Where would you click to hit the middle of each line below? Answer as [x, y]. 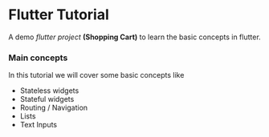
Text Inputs [39, 125]
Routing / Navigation [54, 108]
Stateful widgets [47, 99]
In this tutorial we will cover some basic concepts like [96, 75]
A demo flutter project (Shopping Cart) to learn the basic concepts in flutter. [134, 37]
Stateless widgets [49, 91]
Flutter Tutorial [59, 15]
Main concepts [38, 58]
